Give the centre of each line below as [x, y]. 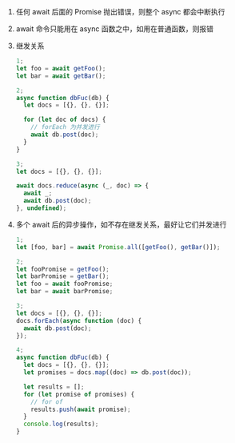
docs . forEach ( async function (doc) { [79, 320]
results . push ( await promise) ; [81, 409]
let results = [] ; [54, 387]
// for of [47, 402]
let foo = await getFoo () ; [61, 68]
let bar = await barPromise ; [64, 292]
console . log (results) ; [61, 424]
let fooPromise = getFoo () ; [62, 269]
